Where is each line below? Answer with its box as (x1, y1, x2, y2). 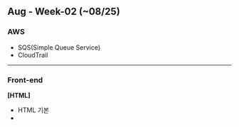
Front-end (7, 74, 43, 84)
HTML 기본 (17, 106, 50, 114)
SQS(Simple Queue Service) (17, 43, 101, 52)
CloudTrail (17, 50, 48, 59)
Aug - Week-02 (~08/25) (7, 6, 121, 18)
